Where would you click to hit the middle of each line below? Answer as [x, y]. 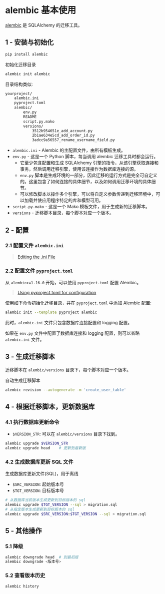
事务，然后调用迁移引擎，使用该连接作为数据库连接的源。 [79, 169]
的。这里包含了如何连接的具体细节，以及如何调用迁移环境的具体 [85, 182]
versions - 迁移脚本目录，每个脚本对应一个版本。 [63, 213]
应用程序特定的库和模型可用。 [72, 200]
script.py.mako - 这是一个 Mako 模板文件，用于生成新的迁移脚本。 [81, 207]
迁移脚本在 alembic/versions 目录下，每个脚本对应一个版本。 [68, 370]
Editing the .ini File [36, 257]
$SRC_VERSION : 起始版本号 [38, 484]
